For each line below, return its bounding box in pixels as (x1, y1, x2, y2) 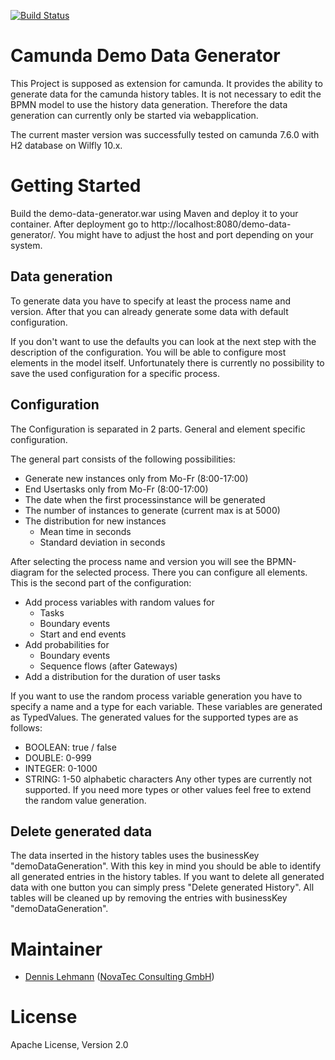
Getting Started (10, 175, 142, 197)
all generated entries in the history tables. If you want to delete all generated (10, 871, 325, 883)
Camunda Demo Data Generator (10, 45, 281, 67)
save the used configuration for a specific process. (10, 367, 221, 379)
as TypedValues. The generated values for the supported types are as (10, 711, 299, 723)
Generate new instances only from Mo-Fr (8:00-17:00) (24, 472, 249, 484)
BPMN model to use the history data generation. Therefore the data (10, 98, 288, 110)
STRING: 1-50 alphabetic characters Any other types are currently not (24, 773, 313, 785)
